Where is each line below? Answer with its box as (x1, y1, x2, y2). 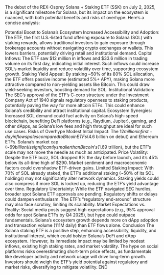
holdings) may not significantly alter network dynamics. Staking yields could (5, 175, 159, 181)
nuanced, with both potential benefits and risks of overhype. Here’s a (5, 15, 144, 20)
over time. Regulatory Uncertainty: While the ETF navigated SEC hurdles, (5, 186, 152, 192)
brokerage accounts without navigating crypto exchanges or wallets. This (5, 45, 153, 51)
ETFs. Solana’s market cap (5, 139, 59, 144)
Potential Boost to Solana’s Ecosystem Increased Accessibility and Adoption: (5, 29, 160, 35)
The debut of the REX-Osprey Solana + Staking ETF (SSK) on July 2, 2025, (5, 4, 156, 10)
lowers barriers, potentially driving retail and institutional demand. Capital (5, 50, 153, 56)
